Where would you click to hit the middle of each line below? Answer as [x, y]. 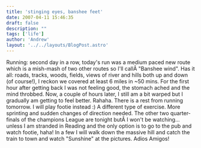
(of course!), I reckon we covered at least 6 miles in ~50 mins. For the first [98, 81]
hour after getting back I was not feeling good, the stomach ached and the [98, 87]
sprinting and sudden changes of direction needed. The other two [88, 113]
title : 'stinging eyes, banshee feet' [55, 12]
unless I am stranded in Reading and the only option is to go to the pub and [99, 126]
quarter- [180, 113]
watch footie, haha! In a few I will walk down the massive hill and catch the [98, 132]
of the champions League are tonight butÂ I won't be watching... [100, 119]
